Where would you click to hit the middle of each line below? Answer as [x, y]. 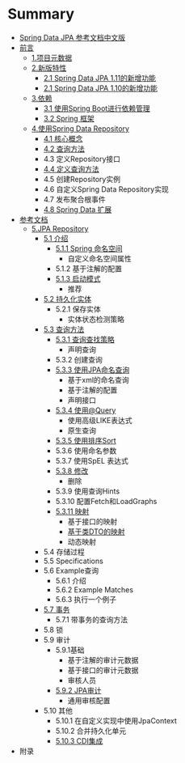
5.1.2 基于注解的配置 [89, 269]
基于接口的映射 [92, 521]
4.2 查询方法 [64, 148]
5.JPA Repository [60, 228]
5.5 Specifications [74, 561]
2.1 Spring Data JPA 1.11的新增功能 [100, 78]
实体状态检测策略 [96, 319]
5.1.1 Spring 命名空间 [89, 248]
